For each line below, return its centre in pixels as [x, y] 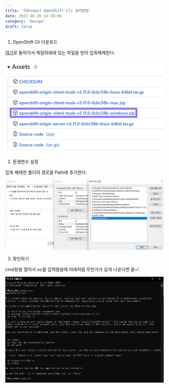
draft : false [19, 27]
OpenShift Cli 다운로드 [35, 42]
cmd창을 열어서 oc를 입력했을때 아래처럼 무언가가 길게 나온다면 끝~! [72, 269]
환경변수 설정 [25, 162]
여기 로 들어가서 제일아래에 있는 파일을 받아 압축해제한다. [60, 53]
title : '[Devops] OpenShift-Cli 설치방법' [48, 11]
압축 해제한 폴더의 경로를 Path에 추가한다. [46, 172]
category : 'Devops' [26, 21]
